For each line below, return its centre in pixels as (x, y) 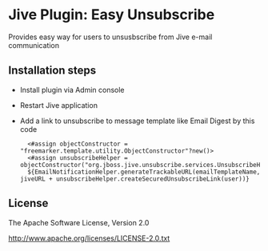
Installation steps (52, 71)
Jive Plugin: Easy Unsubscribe (112, 15)
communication (34, 45)
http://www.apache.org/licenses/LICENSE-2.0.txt (89, 238)
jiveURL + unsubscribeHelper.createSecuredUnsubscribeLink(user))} (134, 179)
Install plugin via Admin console (72, 90)
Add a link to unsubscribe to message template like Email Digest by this (137, 121)
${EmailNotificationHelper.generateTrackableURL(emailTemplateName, (144, 172)
